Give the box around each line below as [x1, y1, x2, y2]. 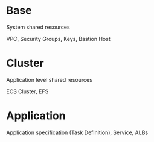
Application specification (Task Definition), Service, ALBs [6, 129, 149, 136]
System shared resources [6, 23, 71, 31]
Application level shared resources [6, 76, 92, 83]
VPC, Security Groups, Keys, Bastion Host [6, 35, 111, 42]
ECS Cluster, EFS [6, 88, 49, 95]
